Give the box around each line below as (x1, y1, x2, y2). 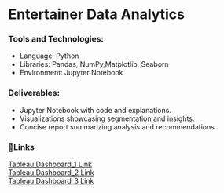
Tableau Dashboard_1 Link (8, 159, 93, 169)
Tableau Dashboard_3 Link (8, 177, 94, 186)
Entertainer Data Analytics (8, 5, 185, 24)
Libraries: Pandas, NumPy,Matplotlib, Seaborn (19, 60, 169, 69)
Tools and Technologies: (8, 34, 105, 45)
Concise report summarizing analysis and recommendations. (19, 122, 217, 131)
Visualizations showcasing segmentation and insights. (19, 114, 195, 123)
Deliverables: (8, 88, 61, 99)
